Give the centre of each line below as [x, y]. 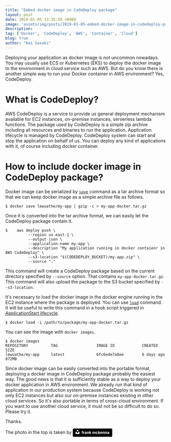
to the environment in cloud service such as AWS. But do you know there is [84, 68]
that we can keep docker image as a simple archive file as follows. [75, 197]
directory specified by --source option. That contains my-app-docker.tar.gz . [85, 276]
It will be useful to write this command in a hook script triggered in [75, 307]
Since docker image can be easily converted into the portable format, [78, 368]
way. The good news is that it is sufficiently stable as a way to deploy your [83, 379]
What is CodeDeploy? [52, 99]
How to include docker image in [73, 166]
